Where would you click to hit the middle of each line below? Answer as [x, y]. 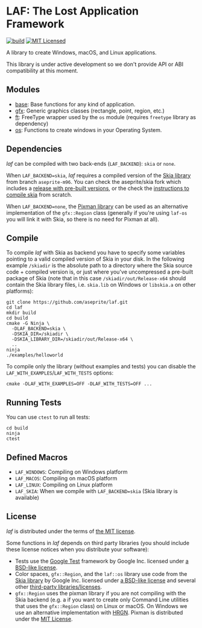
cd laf [14, 308]
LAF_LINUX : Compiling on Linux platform [64, 485]
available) [27, 498]
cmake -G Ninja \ [28, 324]
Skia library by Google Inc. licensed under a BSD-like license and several [105, 580]
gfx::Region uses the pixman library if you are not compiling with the [100, 593]
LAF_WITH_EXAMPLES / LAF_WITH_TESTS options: [60, 373]
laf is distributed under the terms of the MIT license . [71, 531]
